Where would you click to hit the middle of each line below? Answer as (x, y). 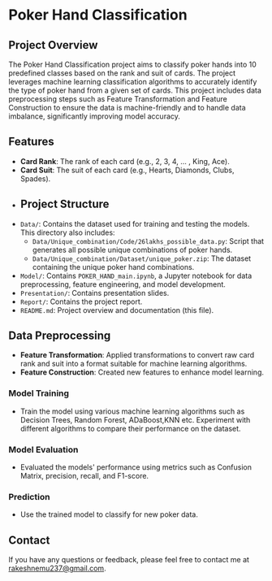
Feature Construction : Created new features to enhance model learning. (142, 372)
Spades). (35, 178)
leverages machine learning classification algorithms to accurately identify (133, 82)
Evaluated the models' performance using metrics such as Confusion (136, 467)
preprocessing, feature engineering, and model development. (123, 284)
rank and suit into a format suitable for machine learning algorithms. (134, 364)
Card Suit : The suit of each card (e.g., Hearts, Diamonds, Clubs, (127, 170)
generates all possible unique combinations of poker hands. (132, 249)
